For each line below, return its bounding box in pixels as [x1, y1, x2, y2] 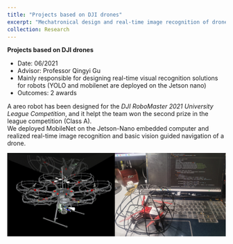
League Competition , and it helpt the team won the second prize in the [7, 110, 209, 118]
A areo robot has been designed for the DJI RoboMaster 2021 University [7, 102, 214, 111]
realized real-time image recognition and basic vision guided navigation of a [7, 132, 224, 140]
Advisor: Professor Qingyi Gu [17, 67, 101, 75]
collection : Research [7, 26, 70, 33]
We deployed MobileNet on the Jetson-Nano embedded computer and [7, 124, 209, 133]
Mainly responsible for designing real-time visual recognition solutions [17, 74, 218, 83]
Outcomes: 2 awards [17, 89, 78, 97]
